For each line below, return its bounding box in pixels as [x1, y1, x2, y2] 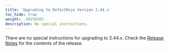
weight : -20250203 [5, 16, 44, 21]
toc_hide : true [5, 12, 37, 17]
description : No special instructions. [5, 21, 89, 26]
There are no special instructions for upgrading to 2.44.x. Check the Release [5, 35, 164, 41]
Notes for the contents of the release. [5, 40, 83, 46]
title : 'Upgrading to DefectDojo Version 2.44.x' [5, 7, 112, 12]
